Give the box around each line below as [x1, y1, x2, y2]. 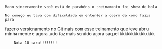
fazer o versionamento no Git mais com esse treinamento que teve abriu [5, 26, 149, 32]
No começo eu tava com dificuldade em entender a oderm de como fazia [5, 13, 151, 18]
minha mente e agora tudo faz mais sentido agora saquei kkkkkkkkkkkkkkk [5, 31, 155, 36]
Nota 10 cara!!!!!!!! [14, 40, 57, 45]
